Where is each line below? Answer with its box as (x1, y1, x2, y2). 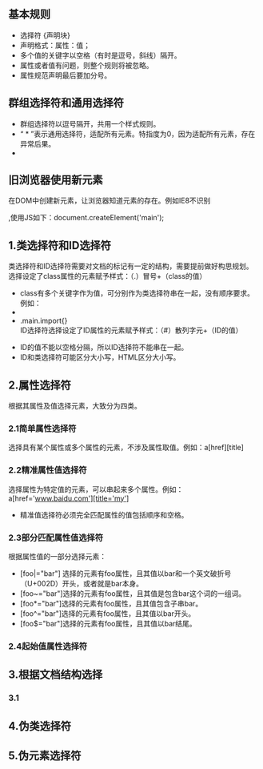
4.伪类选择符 (8, 719, 72, 733)
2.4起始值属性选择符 (8, 640, 88, 651)
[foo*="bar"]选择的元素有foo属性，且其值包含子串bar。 (19, 598, 203, 608)
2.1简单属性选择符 (8, 423, 77, 434)
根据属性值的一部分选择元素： (8, 551, 106, 561)
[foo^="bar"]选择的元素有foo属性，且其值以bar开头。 (19, 608, 196, 618)
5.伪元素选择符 (8, 748, 82, 763)
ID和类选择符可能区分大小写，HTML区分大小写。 (19, 352, 181, 362)
